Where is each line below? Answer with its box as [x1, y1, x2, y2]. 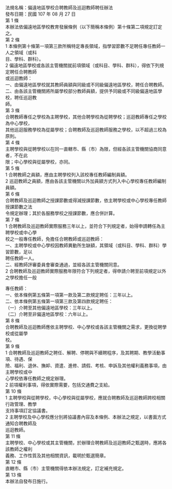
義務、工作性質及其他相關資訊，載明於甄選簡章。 [5, 452, 109, 459]
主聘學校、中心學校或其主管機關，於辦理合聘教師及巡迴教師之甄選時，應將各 [5, 440, 167, 446]
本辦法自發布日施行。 [5, 478, 50, 484]
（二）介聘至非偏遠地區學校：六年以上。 [5, 311, 91, 317]
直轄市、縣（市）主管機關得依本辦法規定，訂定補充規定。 [5, 465, 126, 472]
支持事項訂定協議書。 [5, 408, 50, 413]
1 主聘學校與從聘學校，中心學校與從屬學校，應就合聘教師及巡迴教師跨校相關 [5, 395, 165, 401]
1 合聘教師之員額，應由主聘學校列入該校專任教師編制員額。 [5, 172, 130, 177]
